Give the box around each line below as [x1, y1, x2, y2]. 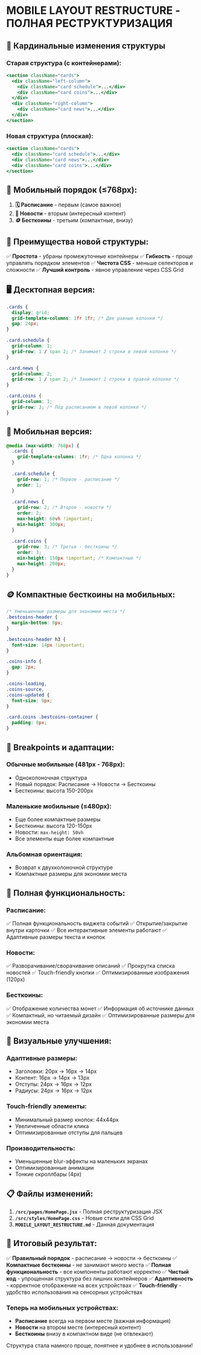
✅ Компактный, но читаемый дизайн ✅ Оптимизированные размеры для [6, 1011, 195, 1019]
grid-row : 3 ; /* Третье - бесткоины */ [17, 544, 118, 550]
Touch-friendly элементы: [6, 1102, 88, 1111]
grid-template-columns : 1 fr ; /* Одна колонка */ [17, 454, 142, 460]
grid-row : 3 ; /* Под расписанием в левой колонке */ [11, 404, 147, 410]
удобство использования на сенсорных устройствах [6, 1288, 143, 1296]
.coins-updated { [6, 692, 50, 698]
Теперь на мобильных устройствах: [6, 1304, 119, 1312]
